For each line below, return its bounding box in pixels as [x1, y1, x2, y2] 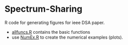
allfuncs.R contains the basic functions [11, 29, 90, 35]
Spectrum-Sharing [4, 3, 83, 15]
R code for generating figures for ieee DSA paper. [4, 20, 105, 25]
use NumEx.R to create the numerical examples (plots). [11, 34, 123, 40]
